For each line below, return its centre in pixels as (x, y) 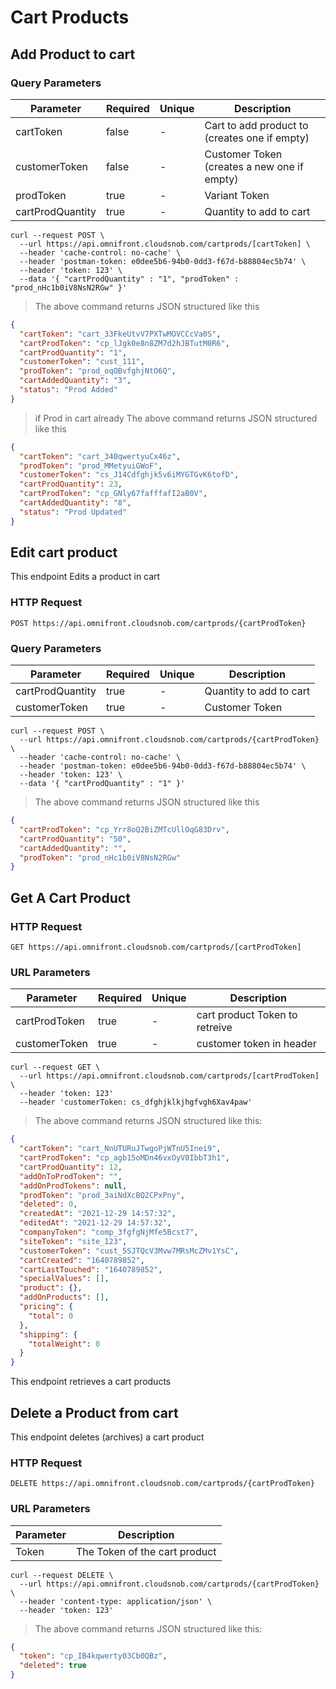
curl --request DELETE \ (62, 1575)
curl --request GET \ (55, 1067)
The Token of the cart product (146, 1551)
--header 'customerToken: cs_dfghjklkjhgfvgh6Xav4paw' (136, 1102)
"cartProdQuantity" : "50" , (75, 839)
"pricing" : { (46, 1307)
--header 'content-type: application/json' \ (116, 1601)
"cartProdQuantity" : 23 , (71, 484)
